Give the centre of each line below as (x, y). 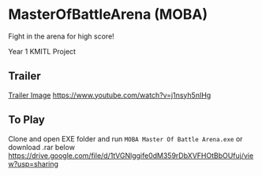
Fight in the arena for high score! (61, 36)
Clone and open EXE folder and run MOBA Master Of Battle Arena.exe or (125, 138)
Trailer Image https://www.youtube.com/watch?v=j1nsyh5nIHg (110, 95)
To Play (27, 120)
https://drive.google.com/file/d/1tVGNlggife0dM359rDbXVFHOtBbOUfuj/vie (131, 156)
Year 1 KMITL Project (42, 51)
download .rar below (41, 147)
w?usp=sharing (34, 163)
